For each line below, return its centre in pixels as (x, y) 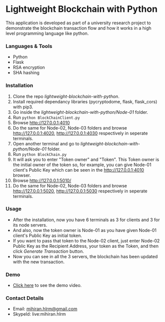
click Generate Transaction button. (48, 251)
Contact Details (25, 298)
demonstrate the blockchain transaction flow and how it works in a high (79, 28)
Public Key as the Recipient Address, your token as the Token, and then (86, 246)
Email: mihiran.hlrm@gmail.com (45, 309)
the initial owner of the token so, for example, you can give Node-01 (82, 165)
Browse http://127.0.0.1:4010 (41, 123)
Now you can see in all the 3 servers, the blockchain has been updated (85, 256)
